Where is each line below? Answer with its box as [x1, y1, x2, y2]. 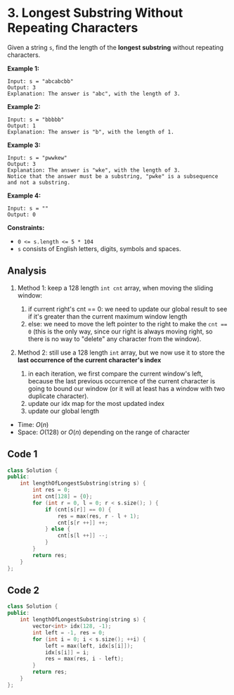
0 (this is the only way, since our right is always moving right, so [27, 327, 213, 336]
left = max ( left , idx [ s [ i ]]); [44, 642, 134, 649]
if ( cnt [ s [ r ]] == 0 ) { [44, 506, 112, 513]
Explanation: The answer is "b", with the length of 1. [7, 128, 174, 135]
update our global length [27, 407, 100, 415]
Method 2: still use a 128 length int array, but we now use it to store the [17, 348, 225, 357]
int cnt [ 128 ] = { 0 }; [32, 493, 93, 500]
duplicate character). [27, 392, 89, 400]
